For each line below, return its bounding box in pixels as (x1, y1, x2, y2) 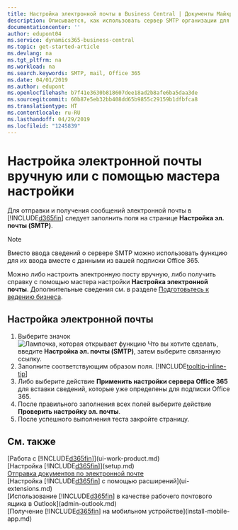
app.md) (7, 514, 32, 523)
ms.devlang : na (7, 50, 52, 57)
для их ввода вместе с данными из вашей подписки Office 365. (7, 256, 200, 265)
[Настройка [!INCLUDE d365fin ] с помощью (7, 477, 137, 485)
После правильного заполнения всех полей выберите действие (17, 400, 212, 408)
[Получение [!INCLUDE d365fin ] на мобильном (7, 507, 147, 516)
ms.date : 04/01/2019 (7, 76, 69, 84)
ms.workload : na (7, 63, 55, 70)
